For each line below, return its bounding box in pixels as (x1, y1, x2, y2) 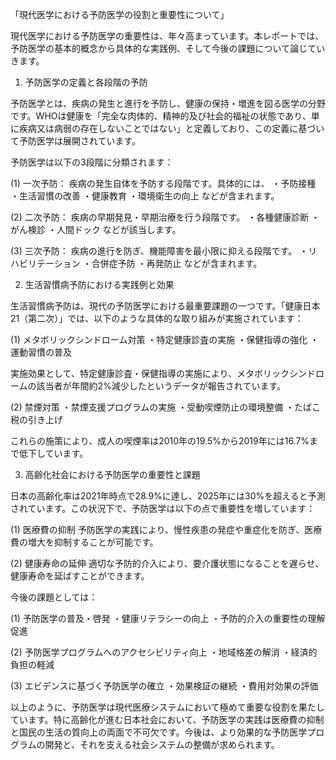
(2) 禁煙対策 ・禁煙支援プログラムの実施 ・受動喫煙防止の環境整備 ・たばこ (10, 401, 322, 413)
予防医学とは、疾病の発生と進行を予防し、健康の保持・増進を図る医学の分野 (10, 98, 326, 109)
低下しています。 (18, 448, 89, 459)
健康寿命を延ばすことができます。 (10, 570, 150, 582)
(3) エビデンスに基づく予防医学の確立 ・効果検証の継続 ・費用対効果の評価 (10, 680, 319, 692)
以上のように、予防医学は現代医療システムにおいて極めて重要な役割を (10, 701, 299, 713)
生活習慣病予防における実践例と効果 (24, 279, 175, 290)
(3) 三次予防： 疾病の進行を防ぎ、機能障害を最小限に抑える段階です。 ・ (10, 245, 309, 257)
